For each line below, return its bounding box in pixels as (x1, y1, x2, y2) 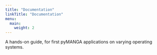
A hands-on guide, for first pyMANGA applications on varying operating (5, 39, 153, 45)
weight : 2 (14, 26, 35, 30)
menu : (5, 16, 16, 21)
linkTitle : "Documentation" (5, 12, 64, 17)
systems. (5, 44, 24, 50)
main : (9, 21, 21, 26)
